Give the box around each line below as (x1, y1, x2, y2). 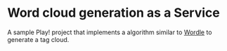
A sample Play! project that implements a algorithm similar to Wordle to (7, 28, 212, 36)
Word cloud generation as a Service (7, 5, 220, 21)
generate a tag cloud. (7, 35, 70, 43)
